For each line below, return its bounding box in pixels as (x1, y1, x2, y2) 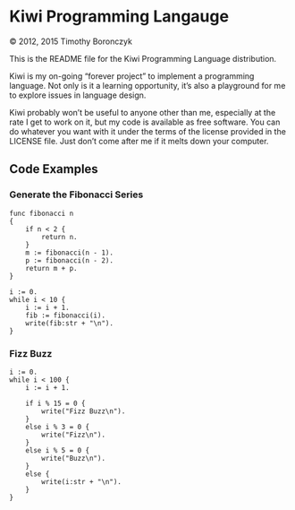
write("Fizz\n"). (41, 430, 105, 439)
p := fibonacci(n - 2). (25, 255, 114, 265)
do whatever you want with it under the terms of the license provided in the (9, 125, 286, 136)
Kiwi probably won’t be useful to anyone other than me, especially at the (9, 107, 276, 117)
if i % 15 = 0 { (25, 399, 87, 408)
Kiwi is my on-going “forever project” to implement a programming (9, 70, 255, 82)
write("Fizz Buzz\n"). (41, 406, 126, 416)
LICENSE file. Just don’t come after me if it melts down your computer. (9, 135, 269, 146)
